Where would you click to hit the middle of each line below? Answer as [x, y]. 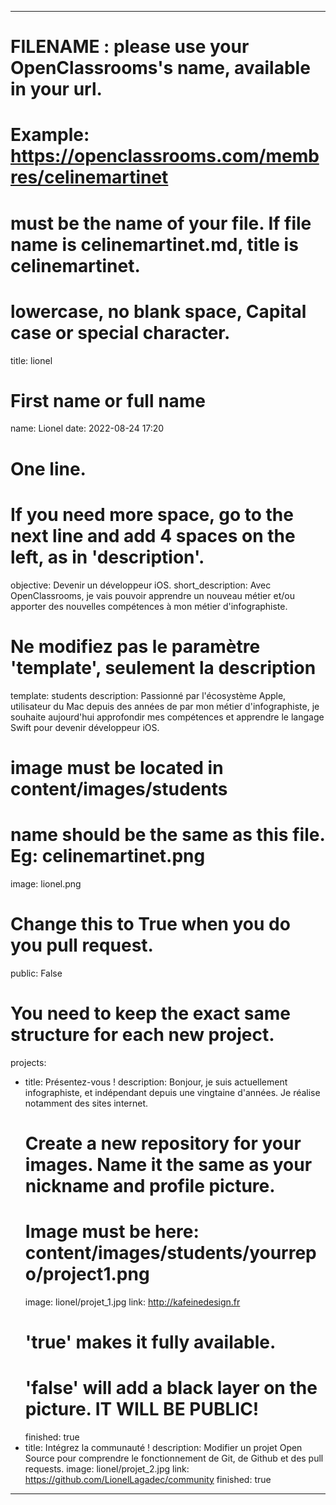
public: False [36, 973]
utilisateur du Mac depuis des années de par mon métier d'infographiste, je [165, 706]
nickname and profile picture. [150, 1185]
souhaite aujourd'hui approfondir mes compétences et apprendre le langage [167, 717]
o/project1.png [87, 1273]
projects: [28, 1062]
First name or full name [108, 400]
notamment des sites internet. [86, 1103]
